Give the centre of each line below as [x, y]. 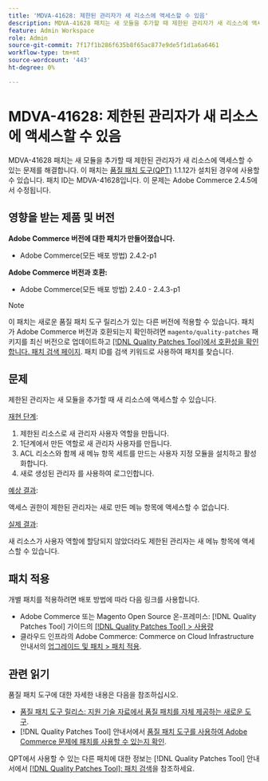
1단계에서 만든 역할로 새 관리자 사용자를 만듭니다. [96, 444]
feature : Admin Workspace [51, 30]
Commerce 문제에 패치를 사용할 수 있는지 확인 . [93, 741]
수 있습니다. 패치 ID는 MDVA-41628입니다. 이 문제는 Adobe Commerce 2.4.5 [130, 179]
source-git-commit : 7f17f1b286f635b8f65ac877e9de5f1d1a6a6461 [114, 45]
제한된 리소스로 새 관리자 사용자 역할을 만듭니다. [94, 434]
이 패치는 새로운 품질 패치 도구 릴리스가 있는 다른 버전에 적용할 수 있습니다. [124, 321]
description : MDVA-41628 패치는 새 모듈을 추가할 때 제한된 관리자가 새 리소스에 [128, 23]
